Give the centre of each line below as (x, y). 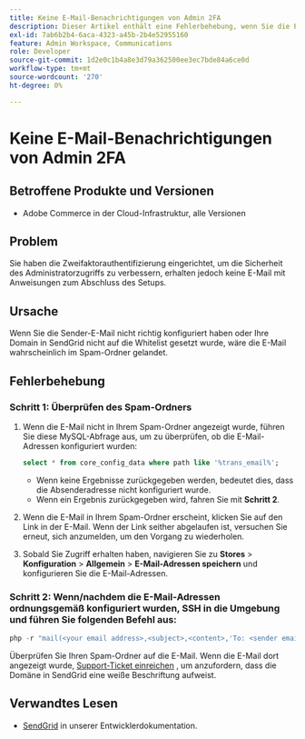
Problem (34, 242)
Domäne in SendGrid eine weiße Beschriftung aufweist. (113, 674)
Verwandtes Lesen (64, 704)
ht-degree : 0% (36, 85)
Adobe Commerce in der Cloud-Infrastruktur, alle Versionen (134, 213)
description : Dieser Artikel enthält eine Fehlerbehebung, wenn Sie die (150, 26)
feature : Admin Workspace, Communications (91, 43)
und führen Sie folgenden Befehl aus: (93, 619)
